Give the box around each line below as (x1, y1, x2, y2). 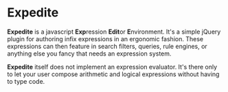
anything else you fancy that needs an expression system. (7, 49, 172, 58)
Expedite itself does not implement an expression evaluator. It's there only (7, 62, 218, 71)
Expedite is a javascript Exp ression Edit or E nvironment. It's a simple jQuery (7, 27, 221, 36)
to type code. (7, 77, 45, 85)
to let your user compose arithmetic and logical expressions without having (7, 70, 220, 78)
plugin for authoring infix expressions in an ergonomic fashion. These (7, 34, 204, 43)
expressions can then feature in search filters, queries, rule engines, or (7, 42, 207, 50)
